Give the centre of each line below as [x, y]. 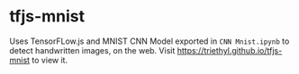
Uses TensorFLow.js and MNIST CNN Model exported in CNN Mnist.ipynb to [149, 41]
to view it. [50, 60]
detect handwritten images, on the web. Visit [92, 50]
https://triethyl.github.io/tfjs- [230, 50]
